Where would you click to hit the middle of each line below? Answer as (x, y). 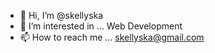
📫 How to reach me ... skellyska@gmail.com (112, 37)
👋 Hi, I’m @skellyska (61, 15)
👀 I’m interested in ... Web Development (101, 26)
